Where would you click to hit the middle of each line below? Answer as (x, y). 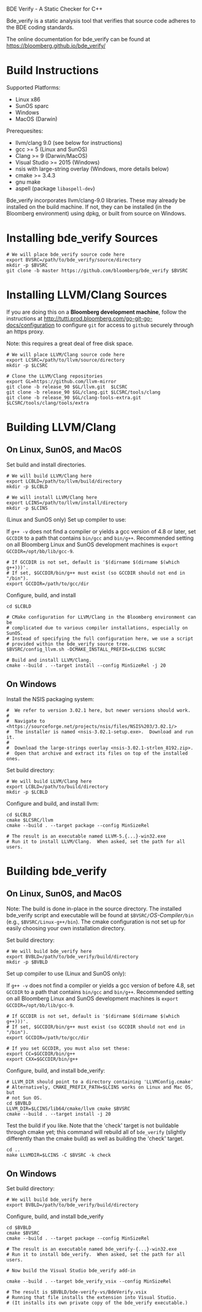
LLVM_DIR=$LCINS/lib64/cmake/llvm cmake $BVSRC (68, 1108)
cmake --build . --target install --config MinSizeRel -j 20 (86, 666)
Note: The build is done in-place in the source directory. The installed (94, 909)
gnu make (28, 182)
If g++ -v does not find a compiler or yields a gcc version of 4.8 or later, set (101, 531)
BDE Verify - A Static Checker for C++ (55, 9)
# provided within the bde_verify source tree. (68, 644)
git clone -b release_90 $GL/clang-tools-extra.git (74, 398)
